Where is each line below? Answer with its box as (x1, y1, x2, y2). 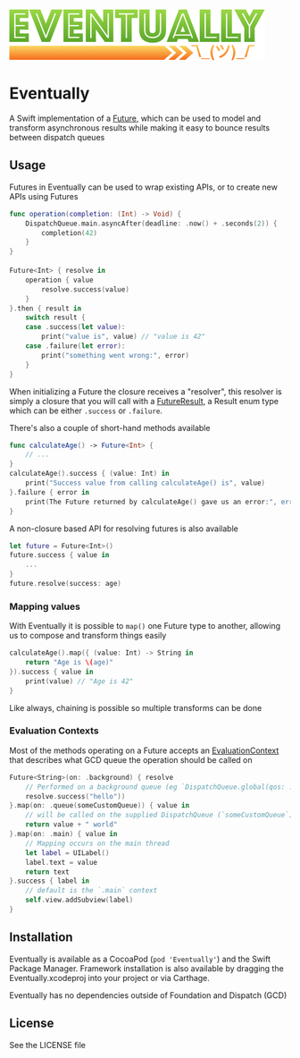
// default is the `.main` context (25, 886, 158, 895)
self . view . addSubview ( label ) (25, 895, 134, 905)
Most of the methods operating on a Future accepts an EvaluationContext (9, 745, 279, 756)
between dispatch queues (9, 131, 105, 142)
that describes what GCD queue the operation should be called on (9, 754, 253, 765)
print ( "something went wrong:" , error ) (41, 351, 190, 360)
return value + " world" (25, 820, 118, 829)
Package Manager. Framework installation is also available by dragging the (9, 962, 284, 974)
